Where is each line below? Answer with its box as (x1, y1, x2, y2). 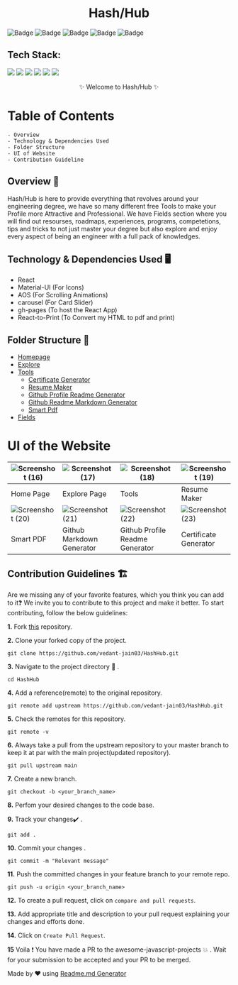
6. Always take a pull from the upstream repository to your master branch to (7, 740, 229, 749)
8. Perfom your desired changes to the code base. (7, 800, 154, 809)
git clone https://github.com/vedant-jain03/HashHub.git (7, 649, 179, 657)
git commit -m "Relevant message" (7, 857, 110, 864)
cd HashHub (7, 676, 40, 683)
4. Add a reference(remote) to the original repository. (7, 688, 163, 697)
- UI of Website (7, 150, 55, 157)
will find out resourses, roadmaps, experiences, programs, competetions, (7, 216, 221, 225)
